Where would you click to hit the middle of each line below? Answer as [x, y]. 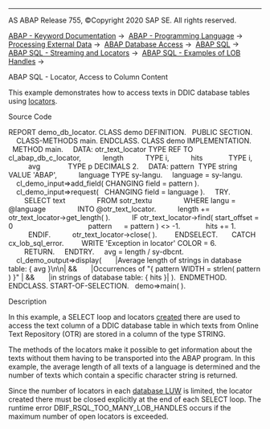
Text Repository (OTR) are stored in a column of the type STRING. [117, 334]
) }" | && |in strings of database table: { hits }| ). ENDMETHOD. [118, 277]
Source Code [30, 116]
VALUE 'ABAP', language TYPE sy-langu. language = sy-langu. [125, 175]
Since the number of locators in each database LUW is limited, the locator [131, 391]
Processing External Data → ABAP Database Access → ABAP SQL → [124, 44]
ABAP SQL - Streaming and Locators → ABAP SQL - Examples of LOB [125, 53]
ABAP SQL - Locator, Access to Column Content [88, 77]
